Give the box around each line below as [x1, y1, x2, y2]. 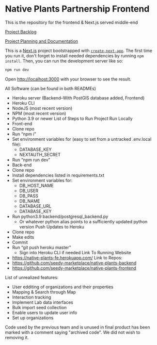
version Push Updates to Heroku [19, 224, 84, 230]
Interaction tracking [12, 294, 51, 300]
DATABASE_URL [19, 203, 52, 209]
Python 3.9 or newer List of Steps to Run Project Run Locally [12, 115, 133, 121]
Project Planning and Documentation [5, 38, 78, 44]
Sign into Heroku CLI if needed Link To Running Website [19, 249, 131, 255]
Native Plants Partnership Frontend [5, 3, 150, 15]
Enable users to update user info [12, 310, 78, 315]
